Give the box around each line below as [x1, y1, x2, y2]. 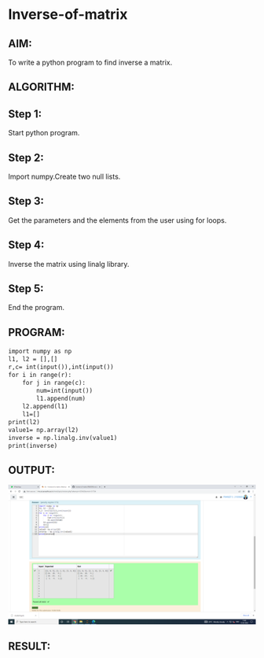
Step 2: [8, 151, 45, 164]
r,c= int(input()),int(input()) [8, 364, 114, 372]
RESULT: [8, 639, 51, 652]
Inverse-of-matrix [8, 6, 128, 24]
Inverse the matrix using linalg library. [8, 259, 130, 268]
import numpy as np [8, 348, 72, 356]
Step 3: [8, 194, 45, 208]
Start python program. [8, 128, 80, 138]
